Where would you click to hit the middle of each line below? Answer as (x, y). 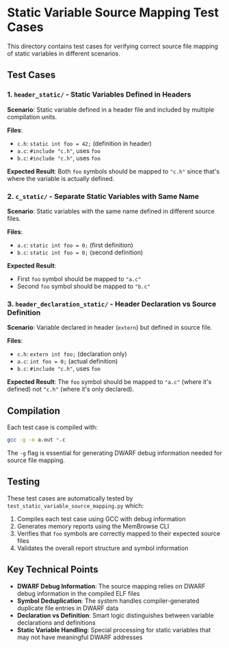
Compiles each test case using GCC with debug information (101, 518)
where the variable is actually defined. (61, 178)
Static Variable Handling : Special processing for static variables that (114, 629)
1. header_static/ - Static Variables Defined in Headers (99, 95)
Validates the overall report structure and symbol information (103, 548)
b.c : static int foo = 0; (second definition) (80, 252)
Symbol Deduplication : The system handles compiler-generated (108, 601)
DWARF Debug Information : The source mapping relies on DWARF (111, 586)
